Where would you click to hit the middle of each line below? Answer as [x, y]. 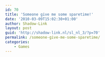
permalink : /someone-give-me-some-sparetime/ [52, 38]
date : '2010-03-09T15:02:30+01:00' [42, 19]
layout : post [18, 28]
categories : [17, 42]
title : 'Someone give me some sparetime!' [49, 14]
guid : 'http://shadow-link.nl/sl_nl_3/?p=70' [52, 33]
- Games [22, 47]
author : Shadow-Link [26, 24]
